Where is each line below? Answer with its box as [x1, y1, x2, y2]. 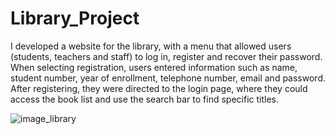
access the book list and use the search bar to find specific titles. [10, 93, 279, 105]
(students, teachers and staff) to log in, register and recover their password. [10, 50, 323, 62]
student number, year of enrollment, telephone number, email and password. [10, 72, 326, 84]
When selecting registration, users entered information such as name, [10, 61, 298, 73]
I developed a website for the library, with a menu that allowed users [10, 40, 292, 52]
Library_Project [10, 7, 140, 30]
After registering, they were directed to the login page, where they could [10, 82, 308, 94]
